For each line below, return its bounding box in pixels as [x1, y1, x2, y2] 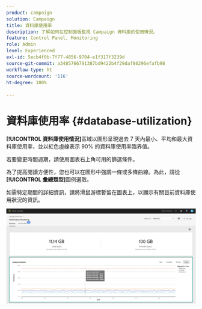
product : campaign [6, 10, 52, 16]
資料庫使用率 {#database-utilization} [6, 114, 192, 128]
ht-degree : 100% [6, 79, 47, 85]
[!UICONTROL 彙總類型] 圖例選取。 [6, 176, 92, 183]
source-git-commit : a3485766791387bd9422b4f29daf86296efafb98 [6, 60, 165, 66]
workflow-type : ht [6, 67, 52, 73]
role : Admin [6, 41, 36, 47]
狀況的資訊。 [11, 196, 43, 204]
